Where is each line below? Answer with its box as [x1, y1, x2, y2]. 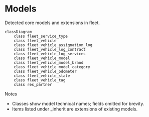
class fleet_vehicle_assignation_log [14, 42, 93, 48]
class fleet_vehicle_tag [14, 77, 66, 83]
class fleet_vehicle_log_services [14, 51, 86, 56]
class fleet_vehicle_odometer [14, 69, 77, 74]
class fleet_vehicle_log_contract [14, 47, 86, 52]
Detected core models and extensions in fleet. [5, 20, 100, 26]
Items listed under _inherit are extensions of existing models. [12, 106, 138, 112]
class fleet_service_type [14, 34, 68, 39]
